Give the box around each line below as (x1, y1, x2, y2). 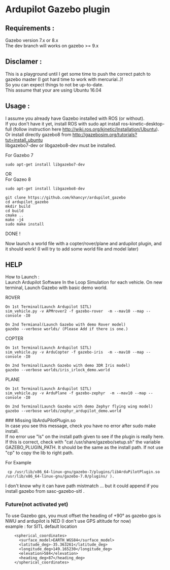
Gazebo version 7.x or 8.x (5, 37, 58, 43)
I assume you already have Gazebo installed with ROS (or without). (5, 115, 145, 121)
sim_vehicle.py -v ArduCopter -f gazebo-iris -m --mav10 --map (5, 350, 144, 355)
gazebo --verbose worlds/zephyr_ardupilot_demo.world (5, 408, 122, 414)
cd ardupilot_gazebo (5, 199, 49, 204)
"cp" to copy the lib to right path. (5, 450, 74, 456)
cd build (5, 208, 24, 213)
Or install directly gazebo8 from (5, 131, 72, 138)
